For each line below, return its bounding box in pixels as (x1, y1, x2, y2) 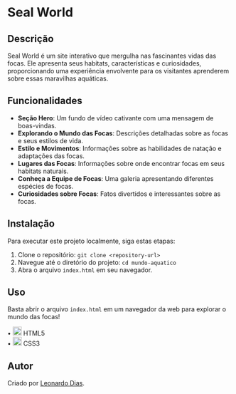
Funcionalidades (7, 95, 83, 107)
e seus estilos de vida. (17, 136, 84, 145)
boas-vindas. (17, 121, 57, 130)
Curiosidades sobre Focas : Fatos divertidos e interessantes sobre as (17, 190, 221, 198)
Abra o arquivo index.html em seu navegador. (17, 265, 153, 274)
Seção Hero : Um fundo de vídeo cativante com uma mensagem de (17, 113, 214, 122)
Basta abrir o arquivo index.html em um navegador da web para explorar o (7, 305, 226, 313)
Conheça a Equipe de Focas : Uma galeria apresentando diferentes (17, 174, 214, 182)
